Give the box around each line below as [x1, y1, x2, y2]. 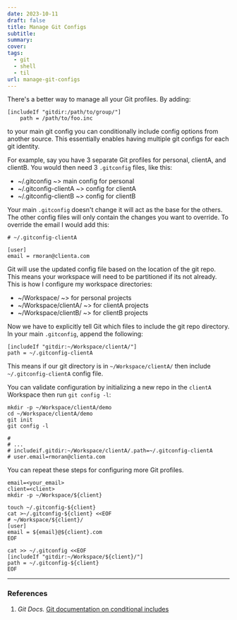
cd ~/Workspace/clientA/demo [7, 410, 93, 418]
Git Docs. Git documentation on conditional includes [17, 604, 169, 613]
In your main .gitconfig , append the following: [7, 330, 143, 338]
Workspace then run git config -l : [7, 390, 111, 399]
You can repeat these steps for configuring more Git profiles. [7, 466, 184, 474]
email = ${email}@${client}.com [7, 529, 102, 536]
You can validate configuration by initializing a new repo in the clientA [7, 383, 212, 392]
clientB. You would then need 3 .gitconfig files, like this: [7, 163, 173, 172]
